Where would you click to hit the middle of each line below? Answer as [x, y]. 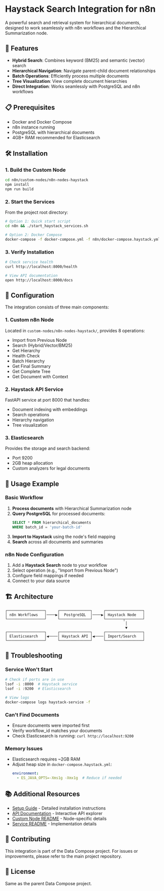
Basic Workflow [24, 498]
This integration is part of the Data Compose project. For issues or [72, 851]
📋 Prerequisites [30, 108]
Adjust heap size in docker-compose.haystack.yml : [62, 764]
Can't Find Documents [32, 714]
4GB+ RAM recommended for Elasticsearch [56, 137]
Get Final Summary [31, 366]
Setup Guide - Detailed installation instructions [59, 808]
